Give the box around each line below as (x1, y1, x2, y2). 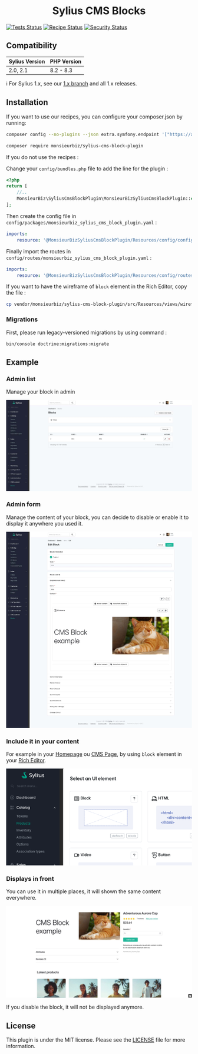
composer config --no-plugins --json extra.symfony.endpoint (6, 131, 160, 137)
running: (6, 119, 27, 126)
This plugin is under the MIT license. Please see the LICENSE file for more (6, 1036, 186, 1043)
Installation (6, 97, 48, 107)
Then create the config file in (6, 212, 77, 219)
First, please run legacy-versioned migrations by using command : (6, 329, 167, 336)
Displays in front (6, 874, 54, 883)
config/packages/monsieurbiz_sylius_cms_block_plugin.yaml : (6, 219, 157, 226)
